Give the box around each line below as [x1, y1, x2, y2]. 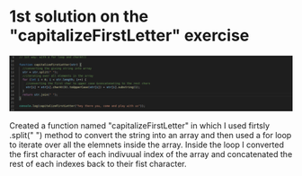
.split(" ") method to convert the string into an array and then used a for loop [9, 130, 292, 141]
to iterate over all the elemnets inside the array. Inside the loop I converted [9, 139, 285, 150]
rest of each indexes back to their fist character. [9, 159, 187, 170]
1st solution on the [9, 6, 149, 27]
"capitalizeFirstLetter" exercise [9, 25, 250, 46]
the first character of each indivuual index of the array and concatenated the [9, 149, 293, 160]
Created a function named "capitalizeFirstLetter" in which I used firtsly [9, 120, 271, 131]
